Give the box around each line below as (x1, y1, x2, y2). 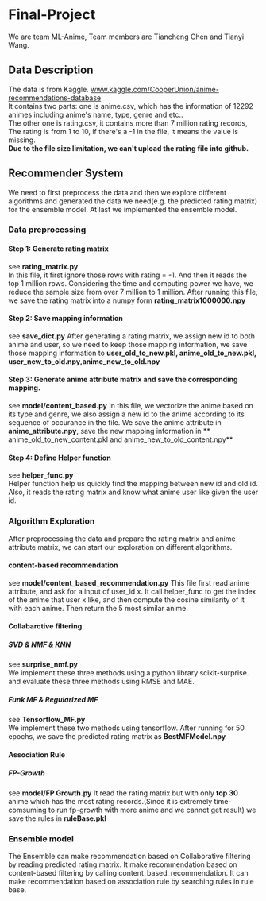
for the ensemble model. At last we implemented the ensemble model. (8, 204, 237, 214)
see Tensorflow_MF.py (8, 715, 86, 725)
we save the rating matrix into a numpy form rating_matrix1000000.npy (8, 296, 246, 305)
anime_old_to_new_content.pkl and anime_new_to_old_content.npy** (8, 435, 233, 444)
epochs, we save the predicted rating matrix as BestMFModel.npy (8, 732, 226, 741)
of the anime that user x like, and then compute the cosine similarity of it (8, 594, 245, 605)
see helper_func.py (8, 470, 74, 480)
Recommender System (8, 167, 124, 180)
